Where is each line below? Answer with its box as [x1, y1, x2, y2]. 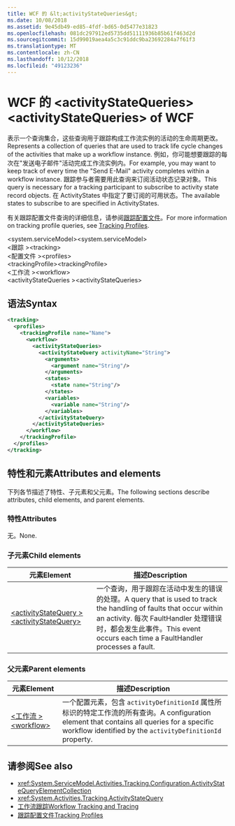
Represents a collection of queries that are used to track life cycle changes [7, 141, 223, 150]
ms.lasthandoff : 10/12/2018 [7, 56, 90, 63]
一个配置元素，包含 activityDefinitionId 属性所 [62, 697, 222, 707]
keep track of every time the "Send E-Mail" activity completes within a [7, 166, 210, 175]
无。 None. [7, 531, 37, 539]
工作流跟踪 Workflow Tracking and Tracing [17, 802, 139, 811]
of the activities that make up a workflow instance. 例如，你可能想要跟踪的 [7, 150, 222, 158]
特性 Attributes [7, 514, 57, 524]
